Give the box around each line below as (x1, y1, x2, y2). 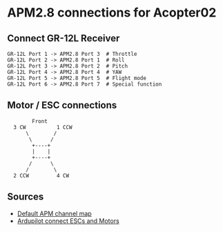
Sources (7, 191, 44, 203)
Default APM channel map (17, 209, 92, 217)
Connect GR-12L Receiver (7, 32, 120, 44)
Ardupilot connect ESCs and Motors (17, 216, 119, 225)
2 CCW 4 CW (13, 172, 70, 179)
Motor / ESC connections (7, 99, 117, 111)
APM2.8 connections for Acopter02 (7, 5, 217, 21)
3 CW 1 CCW (13, 124, 72, 130)
